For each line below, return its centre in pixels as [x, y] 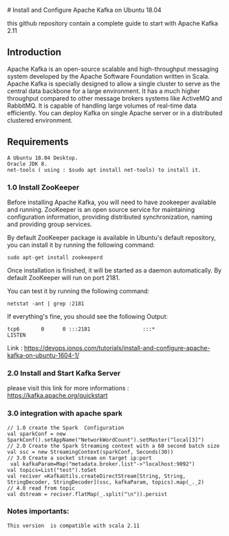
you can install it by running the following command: [81, 245]
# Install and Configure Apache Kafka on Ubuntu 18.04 [84, 10]
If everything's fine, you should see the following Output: [88, 316]
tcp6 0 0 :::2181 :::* [81, 329]
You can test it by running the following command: [78, 291]
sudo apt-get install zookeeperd [55, 257]
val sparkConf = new [37, 434]
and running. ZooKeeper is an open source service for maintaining [101, 209]
